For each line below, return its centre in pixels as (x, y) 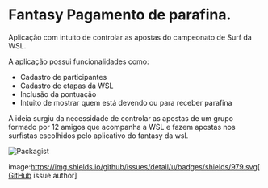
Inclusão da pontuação (58, 94)
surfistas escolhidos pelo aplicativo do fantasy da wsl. (98, 136)
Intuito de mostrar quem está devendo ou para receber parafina (126, 102)
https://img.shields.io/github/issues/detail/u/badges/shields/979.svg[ (146, 166)
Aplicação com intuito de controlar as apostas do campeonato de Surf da (130, 37)
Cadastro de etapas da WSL (67, 86)
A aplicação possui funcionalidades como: (79, 61)
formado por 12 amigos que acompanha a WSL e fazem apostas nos (122, 127)
